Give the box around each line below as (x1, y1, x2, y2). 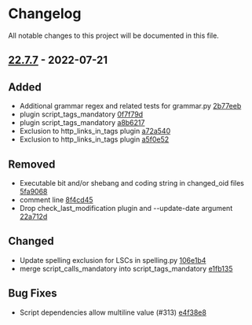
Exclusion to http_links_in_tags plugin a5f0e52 (19, 135, 170, 144)
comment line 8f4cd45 (19, 194, 93, 205)
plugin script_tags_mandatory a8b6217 (19, 118, 145, 127)
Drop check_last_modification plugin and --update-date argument (19, 203, 233, 212)
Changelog (8, 5, 82, 23)
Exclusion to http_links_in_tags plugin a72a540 (19, 127, 171, 136)
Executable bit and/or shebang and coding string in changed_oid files (19, 178, 245, 187)
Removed (8, 157, 56, 171)
